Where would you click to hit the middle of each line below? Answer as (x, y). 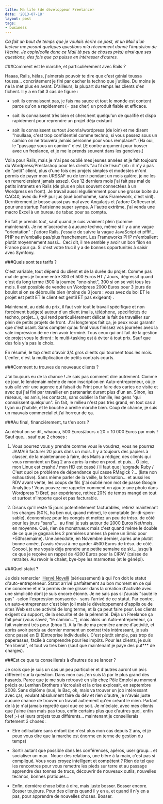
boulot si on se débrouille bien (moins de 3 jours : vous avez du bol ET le (78, 292)
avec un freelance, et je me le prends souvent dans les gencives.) (78, 151)
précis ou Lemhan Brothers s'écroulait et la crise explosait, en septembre (78, 685)
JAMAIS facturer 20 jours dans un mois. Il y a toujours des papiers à (80, 452)
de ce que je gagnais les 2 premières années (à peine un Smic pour (79, 534)
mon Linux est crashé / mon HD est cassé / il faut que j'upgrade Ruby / (83, 467)
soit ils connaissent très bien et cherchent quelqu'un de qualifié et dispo (84, 115)
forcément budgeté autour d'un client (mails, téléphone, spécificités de (76, 312)
